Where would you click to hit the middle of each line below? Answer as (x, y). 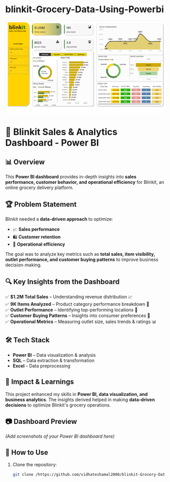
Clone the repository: (35, 465)
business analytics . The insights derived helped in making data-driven (80, 399)
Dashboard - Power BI (52, 142)
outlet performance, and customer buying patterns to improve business (82, 260)
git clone (23, 475)
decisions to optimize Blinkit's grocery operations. (58, 405)
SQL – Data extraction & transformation (54, 360)
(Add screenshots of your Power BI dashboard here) (60, 436)
